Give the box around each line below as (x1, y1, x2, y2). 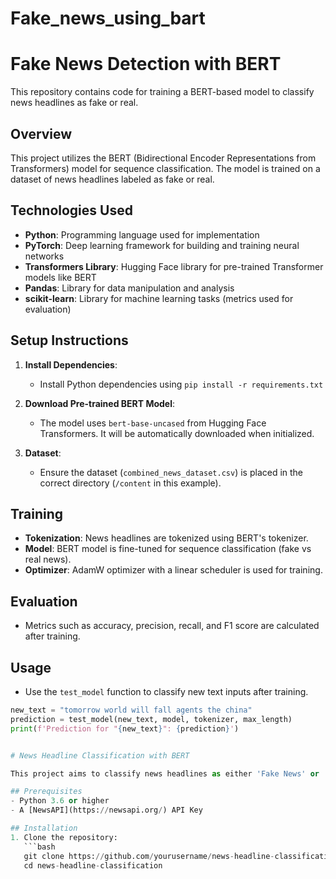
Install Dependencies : (24, 358, 118, 371)
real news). (24, 553, 72, 566)
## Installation (10, 823, 78, 833)
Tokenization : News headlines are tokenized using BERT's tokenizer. (24, 532, 309, 544)
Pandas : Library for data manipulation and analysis (24, 282, 235, 294)
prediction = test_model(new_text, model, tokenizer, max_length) (10, 714, 293, 724)
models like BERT (24, 271, 97, 283)
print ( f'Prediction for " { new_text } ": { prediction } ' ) (10, 723, 240, 734)
